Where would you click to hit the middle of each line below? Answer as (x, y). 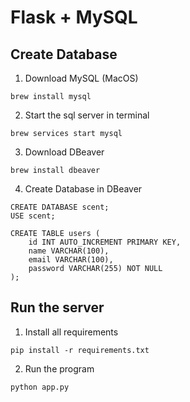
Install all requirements (71, 332)
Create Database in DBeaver (83, 189)
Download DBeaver (64, 152)
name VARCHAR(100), (69, 251)
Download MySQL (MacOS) (81, 78)
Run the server (57, 307)
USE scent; (33, 216)
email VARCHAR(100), (71, 260)
